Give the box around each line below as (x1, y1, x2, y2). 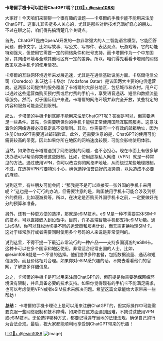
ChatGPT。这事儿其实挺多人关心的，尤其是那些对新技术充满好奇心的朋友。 (5, 21, 155, 27)
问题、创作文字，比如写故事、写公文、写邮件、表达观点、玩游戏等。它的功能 (5, 44, 158, 49)
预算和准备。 (13, 200, 39, 206)
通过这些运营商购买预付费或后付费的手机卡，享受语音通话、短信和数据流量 (9, 90, 158, 96)
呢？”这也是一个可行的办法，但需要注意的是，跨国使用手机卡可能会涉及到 (5, 188, 152, 194)
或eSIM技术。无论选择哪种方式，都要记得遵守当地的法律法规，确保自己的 (5, 315, 151, 321)
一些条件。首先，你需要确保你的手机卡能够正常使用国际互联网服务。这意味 (9, 119, 158, 125)
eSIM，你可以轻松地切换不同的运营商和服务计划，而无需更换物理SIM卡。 (9, 223, 155, 229)
